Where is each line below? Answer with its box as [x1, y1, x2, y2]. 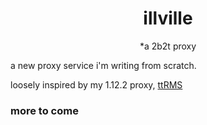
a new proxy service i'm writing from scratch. [10, 59, 197, 71]
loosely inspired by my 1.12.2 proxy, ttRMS [10, 78, 183, 91]
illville [143, 7, 193, 30]
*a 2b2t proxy [139, 40, 197, 52]
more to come [10, 103, 79, 117]
